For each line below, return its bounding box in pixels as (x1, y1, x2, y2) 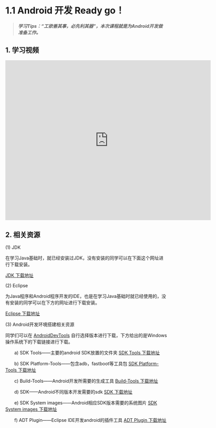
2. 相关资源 (5, 230, 41, 239)
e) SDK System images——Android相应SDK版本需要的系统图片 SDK (14, 400, 158, 406)
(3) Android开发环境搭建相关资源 (5, 322, 74, 328)
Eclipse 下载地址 (5, 310, 40, 317)
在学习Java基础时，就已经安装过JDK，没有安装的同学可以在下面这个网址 (5, 255, 159, 261)
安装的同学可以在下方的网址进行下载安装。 (9, 300, 100, 306)
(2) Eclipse (5, 283, 28, 289)
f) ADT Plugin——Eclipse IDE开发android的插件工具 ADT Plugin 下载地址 (14, 417, 167, 423)
